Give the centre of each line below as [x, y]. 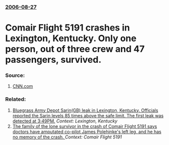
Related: [16, 99]
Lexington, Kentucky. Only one [71, 38]
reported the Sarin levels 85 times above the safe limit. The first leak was [88, 115]
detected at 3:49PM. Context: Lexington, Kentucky [65, 121]
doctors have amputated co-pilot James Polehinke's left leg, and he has [87, 131]
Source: [15, 75]
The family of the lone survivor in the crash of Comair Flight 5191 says [85, 126]
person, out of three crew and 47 [75, 49]
